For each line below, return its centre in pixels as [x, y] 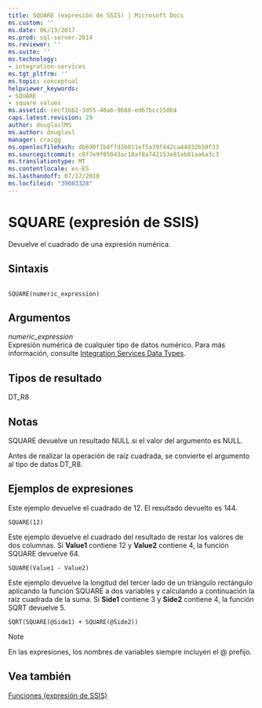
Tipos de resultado [55, 378]
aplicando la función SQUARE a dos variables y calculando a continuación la [131, 591]
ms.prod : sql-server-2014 [50, 37]
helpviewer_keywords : [44, 88]
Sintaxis [29, 269]
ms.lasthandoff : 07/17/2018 [54, 176]
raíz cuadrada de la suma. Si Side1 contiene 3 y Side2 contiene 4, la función [131, 599]
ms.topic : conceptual [44, 81]
